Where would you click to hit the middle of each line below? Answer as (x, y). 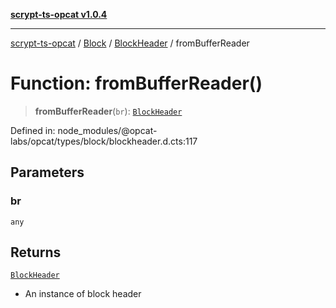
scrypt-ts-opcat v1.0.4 (59, 14)
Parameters (47, 172)
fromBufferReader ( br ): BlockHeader (108, 111)
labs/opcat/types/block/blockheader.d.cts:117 (104, 141)
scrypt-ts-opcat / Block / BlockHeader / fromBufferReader (130, 43)
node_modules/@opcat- (107, 130)
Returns (36, 252)
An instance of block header (83, 294)
